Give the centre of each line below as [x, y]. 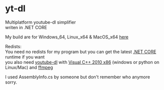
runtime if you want [25, 57]
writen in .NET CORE [26, 27]
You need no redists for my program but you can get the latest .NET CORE [81, 52]
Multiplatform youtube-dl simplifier [41, 22]
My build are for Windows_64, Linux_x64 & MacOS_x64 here [67, 37]
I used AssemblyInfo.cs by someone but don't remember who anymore [78, 77]
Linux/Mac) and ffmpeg [29, 67]
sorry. [11, 82]
